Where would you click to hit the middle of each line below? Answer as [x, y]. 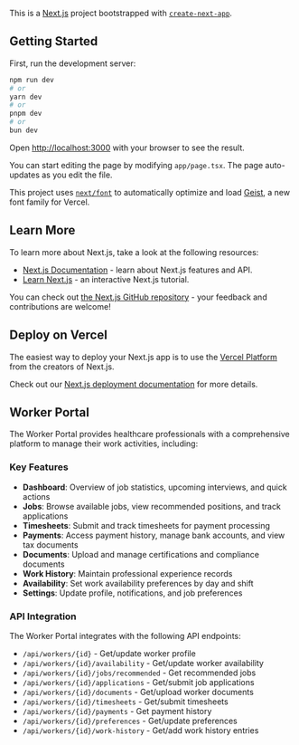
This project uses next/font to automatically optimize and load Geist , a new [150, 192]
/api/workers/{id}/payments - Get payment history [117, 711]
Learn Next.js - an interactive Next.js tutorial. [106, 279]
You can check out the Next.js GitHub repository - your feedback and [139, 297]
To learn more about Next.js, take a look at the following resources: [134, 252]
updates [25, 175]
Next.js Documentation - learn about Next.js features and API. [137, 270]
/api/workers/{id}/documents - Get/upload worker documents [138, 692]
